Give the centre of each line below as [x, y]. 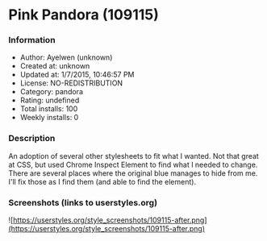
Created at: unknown [55, 66]
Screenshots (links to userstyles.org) [83, 202]
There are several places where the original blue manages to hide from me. [133, 173]
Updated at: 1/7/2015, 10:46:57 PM [77, 75]
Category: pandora [51, 92]
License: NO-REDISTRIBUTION [71, 83]
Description [32, 139]
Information [32, 40]
